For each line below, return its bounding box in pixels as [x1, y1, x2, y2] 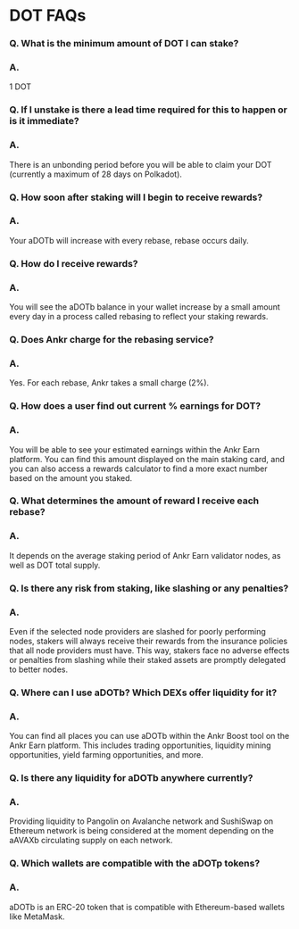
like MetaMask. [9, 911, 65, 922]
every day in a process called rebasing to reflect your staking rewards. [9, 311, 269, 322]
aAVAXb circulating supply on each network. [9, 835, 173, 846]
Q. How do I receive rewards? [9, 257, 138, 270]
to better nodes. [9, 664, 69, 675]
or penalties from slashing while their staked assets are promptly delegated [9, 654, 287, 665]
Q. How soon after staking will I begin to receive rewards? [9, 191, 263, 203]
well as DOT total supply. [9, 560, 101, 570]
